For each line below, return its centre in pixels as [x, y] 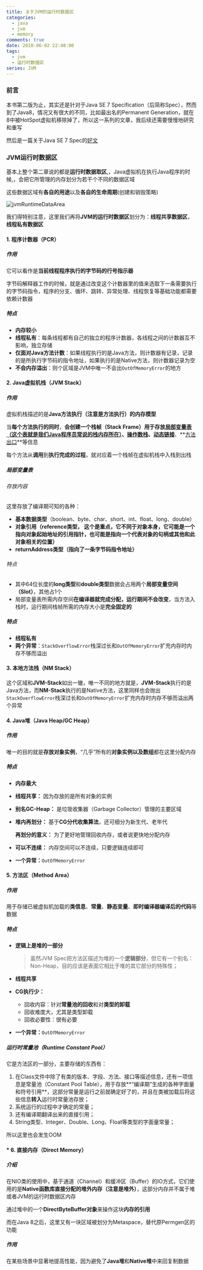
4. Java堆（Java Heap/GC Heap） [50, 720]
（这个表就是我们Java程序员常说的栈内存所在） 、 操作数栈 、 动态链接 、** [96, 435]
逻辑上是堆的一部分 [39, 946]
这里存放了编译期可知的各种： [43, 506]
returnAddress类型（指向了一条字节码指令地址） [76, 549]
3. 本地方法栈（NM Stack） [40, 668]
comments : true [25, 40]
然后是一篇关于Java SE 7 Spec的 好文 [52, 140]
